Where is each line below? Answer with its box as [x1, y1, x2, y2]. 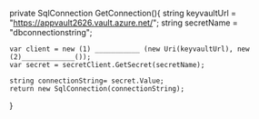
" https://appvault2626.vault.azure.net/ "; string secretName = [9, 17, 238, 28]
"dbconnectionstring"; [9, 27, 93, 37]
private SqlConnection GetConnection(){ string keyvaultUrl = [9, 8, 236, 18]
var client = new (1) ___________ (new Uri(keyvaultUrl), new [9, 45, 250, 54]
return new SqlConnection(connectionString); [9, 84, 184, 94]
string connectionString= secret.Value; [9, 76, 165, 85]
